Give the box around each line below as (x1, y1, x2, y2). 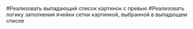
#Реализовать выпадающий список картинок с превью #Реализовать (6, 5, 185, 12)
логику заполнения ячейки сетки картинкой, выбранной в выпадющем (6, 11, 188, 18)
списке (6, 17, 24, 24)
